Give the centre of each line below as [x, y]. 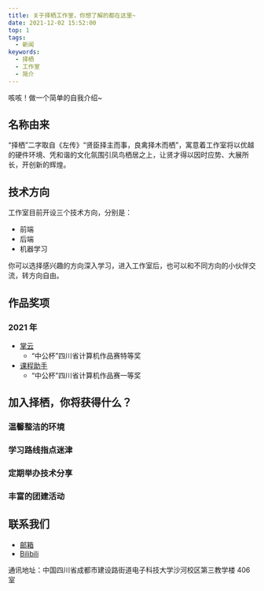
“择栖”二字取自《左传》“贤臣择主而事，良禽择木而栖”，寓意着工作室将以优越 [131, 145]
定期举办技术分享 [40, 474]
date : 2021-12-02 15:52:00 [52, 23]
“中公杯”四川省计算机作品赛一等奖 [86, 375]
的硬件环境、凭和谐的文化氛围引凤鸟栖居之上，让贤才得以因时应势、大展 [125, 155]
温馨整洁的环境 [37, 427]
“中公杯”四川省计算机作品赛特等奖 [86, 355]
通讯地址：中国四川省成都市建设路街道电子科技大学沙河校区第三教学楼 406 [129, 570]
